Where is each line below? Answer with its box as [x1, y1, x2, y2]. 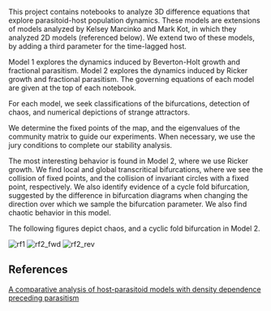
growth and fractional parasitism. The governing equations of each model [8, 75, 255, 84]
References [8, 263, 68, 277]
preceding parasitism [8, 292, 80, 303]
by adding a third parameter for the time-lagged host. [8, 41, 187, 51]
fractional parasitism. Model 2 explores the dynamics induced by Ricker [8, 66, 248, 76]
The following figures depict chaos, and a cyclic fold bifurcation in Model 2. [8, 223, 261, 233]
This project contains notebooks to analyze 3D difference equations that [8, 7, 250, 16]
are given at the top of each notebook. [8, 83, 136, 93]
